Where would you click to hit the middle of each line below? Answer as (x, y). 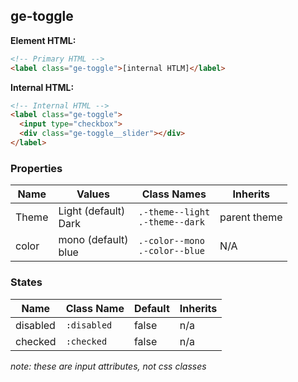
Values (93, 194)
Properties (36, 168)
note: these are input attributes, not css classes (108, 366)
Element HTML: (43, 40)
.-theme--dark (171, 222)
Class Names (174, 194)
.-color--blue (171, 251)
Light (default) (92, 211)
